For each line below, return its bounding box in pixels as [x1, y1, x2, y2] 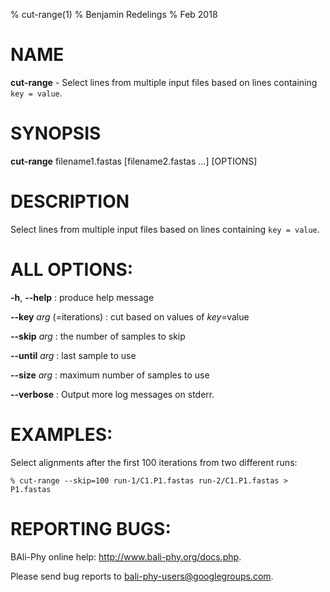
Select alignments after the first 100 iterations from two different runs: [10, 456, 298, 468]
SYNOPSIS [10, 122, 102, 145]
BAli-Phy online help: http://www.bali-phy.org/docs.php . [10, 550, 242, 563]
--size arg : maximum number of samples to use [10, 369, 210, 381]
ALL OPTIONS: [10, 259, 134, 281]
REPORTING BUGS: [10, 517, 172, 540]
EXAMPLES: [10, 423, 113, 446]
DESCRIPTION [10, 190, 130, 213]
